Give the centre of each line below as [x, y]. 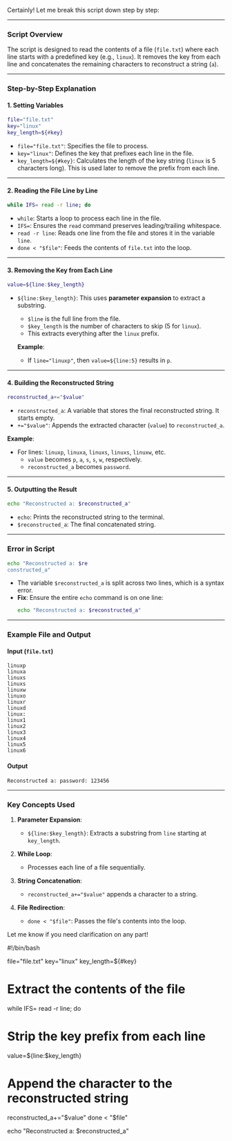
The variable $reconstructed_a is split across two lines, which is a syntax [120, 583]
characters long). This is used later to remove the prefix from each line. [118, 168]
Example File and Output [49, 635]
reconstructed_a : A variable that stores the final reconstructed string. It [118, 411]
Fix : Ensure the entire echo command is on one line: [90, 598]
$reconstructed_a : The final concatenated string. [86, 524]
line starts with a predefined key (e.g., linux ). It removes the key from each [114, 57]
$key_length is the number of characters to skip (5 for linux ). [114, 326]
